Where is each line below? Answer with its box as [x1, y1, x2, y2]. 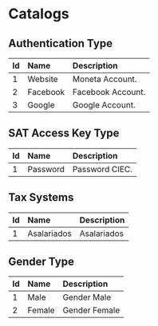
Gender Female [62, 304, 120, 316]
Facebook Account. [72, 87, 146, 97]
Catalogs [8, 5, 69, 23]
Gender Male [62, 292, 112, 303]
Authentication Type [8, 37, 113, 50]
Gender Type [8, 255, 74, 269]
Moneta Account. [72, 73, 137, 84]
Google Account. [72, 100, 136, 110]
